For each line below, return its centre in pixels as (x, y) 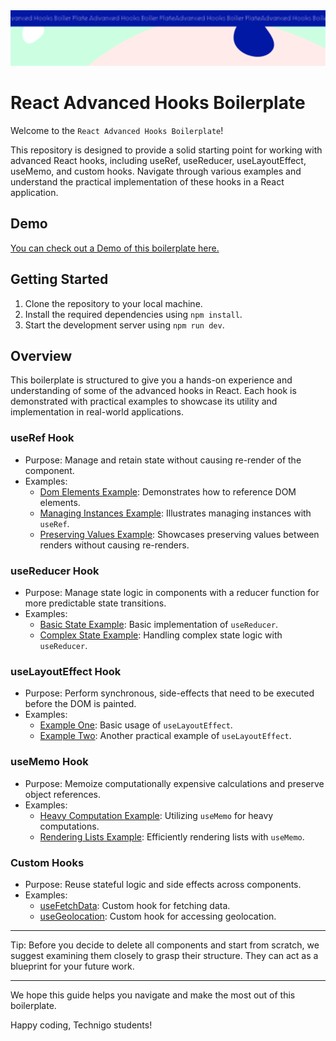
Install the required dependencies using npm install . (133, 314)
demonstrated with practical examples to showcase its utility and (144, 401)
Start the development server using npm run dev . (124, 325)
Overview (41, 356)
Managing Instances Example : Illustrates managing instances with (175, 513)
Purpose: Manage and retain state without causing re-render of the (163, 460)
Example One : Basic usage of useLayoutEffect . (136, 725)
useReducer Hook (55, 571)
